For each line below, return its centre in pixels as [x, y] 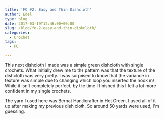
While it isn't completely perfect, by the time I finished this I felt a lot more [81, 86]
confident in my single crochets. [38, 91]
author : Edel [19, 14]
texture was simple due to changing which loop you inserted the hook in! [80, 80]
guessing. [15, 111]
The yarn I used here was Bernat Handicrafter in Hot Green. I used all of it [80, 100]
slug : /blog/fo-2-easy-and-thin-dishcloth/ [51, 28]
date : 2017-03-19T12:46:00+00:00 [40, 23]
